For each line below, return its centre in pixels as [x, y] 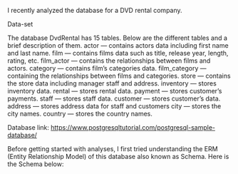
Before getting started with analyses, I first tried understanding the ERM [113, 149]
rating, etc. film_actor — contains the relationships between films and [109, 61]
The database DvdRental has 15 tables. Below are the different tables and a [118, 38]
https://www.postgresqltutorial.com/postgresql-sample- [133, 127]
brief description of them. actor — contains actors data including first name [118, 45]
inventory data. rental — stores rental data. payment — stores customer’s [115, 91]
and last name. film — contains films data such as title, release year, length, [118, 53]
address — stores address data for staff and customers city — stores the [114, 106]
